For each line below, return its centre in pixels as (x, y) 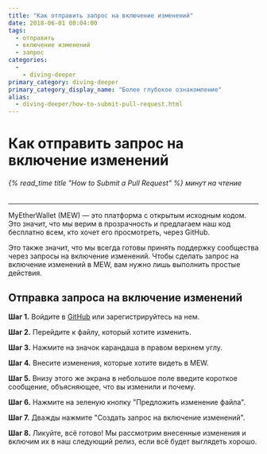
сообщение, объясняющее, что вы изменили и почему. (102, 387)
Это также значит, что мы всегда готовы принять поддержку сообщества (133, 247)
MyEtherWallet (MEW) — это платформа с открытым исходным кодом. (127, 215)
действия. (25, 273)
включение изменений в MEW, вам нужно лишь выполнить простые (124, 264)
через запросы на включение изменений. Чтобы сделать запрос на (124, 256)
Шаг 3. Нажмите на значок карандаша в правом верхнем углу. (115, 347)
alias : (19, 97)
